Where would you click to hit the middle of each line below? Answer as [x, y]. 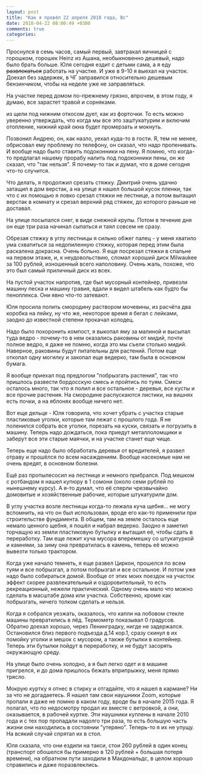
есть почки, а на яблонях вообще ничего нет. [65, 402]
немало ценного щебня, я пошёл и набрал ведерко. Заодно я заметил [97, 526]
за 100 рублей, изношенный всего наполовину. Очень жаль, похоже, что [100, 264]
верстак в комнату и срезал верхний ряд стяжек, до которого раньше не [101, 202]
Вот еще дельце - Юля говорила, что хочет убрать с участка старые [95, 413]
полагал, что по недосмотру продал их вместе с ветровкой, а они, [93, 708]
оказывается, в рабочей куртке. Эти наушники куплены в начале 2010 [98, 715]
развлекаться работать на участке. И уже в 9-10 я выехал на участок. [97, 71]
